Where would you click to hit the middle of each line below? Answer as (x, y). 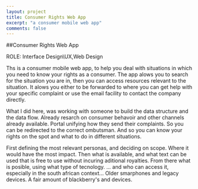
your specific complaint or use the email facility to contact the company (94, 93)
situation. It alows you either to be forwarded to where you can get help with (99, 87)
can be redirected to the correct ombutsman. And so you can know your (94, 130)
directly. (16, 100)
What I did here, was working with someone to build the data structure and (97, 111)
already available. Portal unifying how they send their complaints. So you (95, 124)
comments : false (26, 28)
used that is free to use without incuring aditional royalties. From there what (98, 160)
